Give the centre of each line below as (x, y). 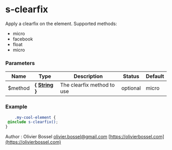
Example (16, 107)
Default (155, 76)
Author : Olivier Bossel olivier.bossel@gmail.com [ (58, 137)
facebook (23, 39)
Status (131, 76)
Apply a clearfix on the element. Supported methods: (61, 24)
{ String (44, 85)
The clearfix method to (88, 85)
